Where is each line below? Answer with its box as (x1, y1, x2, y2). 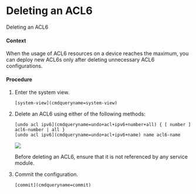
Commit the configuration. (14, 171, 78, 178)
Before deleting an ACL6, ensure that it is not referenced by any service (14, 154, 188, 161)
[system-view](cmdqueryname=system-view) (14, 100, 117, 106)
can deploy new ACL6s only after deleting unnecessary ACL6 (6, 56, 155, 63)
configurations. (6, 63, 43, 70)
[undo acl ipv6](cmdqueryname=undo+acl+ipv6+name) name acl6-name (14, 132, 181, 138)
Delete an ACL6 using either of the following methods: (14, 110, 146, 118)
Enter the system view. (14, 89, 70, 96)
